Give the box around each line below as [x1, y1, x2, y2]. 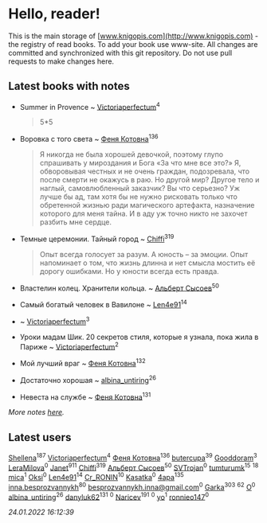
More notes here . [8, 408, 65, 417]
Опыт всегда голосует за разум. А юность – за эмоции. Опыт [39, 249, 249, 259]
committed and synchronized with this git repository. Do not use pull [8, 48, 233, 57]
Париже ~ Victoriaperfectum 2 [19, 340, 120, 351]
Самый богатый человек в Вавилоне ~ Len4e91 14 [19, 299, 187, 310]
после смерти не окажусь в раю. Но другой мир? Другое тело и [39, 175, 260, 185]
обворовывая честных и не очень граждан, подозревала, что [39, 166, 249, 176]
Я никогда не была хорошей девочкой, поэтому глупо [39, 150, 224, 159]
